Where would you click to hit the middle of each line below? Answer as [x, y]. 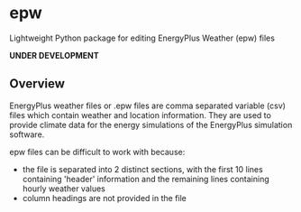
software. [27, 134]
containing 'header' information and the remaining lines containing [146, 179]
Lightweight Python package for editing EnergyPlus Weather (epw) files [142, 38]
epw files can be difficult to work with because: [97, 152]
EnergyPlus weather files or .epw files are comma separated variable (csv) [148, 106]
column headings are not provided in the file [105, 198]
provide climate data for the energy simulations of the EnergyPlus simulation [151, 124]
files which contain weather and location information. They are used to [141, 115]
